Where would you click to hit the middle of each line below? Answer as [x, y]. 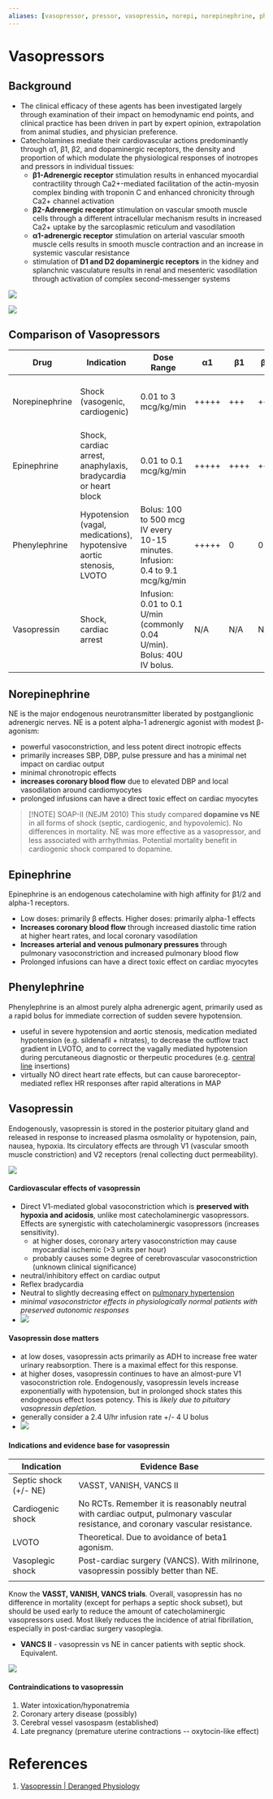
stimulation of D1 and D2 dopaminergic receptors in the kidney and [145, 261]
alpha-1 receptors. [39, 903]
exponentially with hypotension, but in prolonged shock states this [131, 1391]
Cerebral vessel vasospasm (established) [89, 1723]
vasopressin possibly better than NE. [148, 1571]
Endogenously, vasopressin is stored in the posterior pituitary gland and [129, 1129]
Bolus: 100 [161, 509]
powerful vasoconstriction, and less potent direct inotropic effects [131, 747]
